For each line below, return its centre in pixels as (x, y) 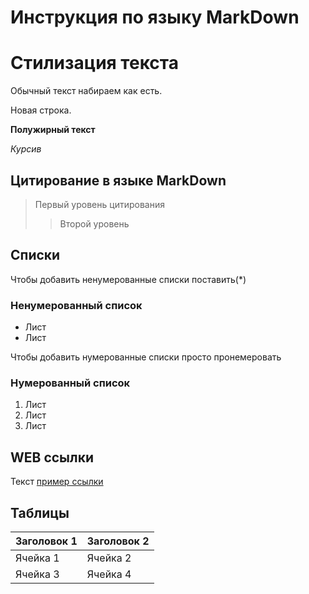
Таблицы (40, 512)
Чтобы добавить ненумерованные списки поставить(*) (128, 279)
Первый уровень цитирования (99, 204)
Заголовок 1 (46, 541)
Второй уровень (94, 223)
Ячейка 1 (37, 558)
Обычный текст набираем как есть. (86, 91)
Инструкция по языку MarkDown (155, 17)
